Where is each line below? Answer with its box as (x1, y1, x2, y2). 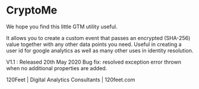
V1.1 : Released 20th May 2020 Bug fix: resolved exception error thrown (6, 58, 181, 65)
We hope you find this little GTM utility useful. (6, 23, 118, 30)
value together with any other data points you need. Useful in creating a (6, 41, 182, 48)
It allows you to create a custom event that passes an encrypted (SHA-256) (6, 34, 191, 41)
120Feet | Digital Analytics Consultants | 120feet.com (6, 76, 135, 83)
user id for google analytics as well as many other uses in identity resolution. (6, 47, 194, 54)
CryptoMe (6, 4, 58, 17)
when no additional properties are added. (6, 64, 108, 71)
